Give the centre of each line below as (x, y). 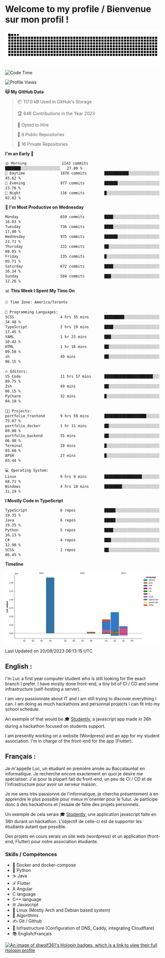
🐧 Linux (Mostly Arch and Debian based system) (61, 910)
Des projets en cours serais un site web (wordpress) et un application (76, 836)
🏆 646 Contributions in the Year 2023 (56, 113)
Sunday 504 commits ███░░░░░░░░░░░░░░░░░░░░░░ (82, 276)
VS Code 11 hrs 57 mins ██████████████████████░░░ (82, 376)
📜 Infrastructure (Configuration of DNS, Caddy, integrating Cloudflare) (83, 928)
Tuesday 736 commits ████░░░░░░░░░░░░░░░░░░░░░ (82, 227)
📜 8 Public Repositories (41, 134)
